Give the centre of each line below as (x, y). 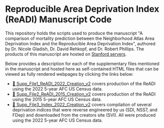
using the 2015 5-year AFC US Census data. (57, 99)
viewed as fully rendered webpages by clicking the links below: (69, 74)
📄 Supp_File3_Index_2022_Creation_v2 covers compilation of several (82, 104)
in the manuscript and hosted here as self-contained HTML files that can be (82, 69)
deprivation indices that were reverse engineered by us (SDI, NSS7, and (85, 110)
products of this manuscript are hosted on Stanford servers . (66, 54)
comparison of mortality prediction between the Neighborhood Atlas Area (80, 38)
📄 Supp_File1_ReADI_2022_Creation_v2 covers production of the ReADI (84, 83)
